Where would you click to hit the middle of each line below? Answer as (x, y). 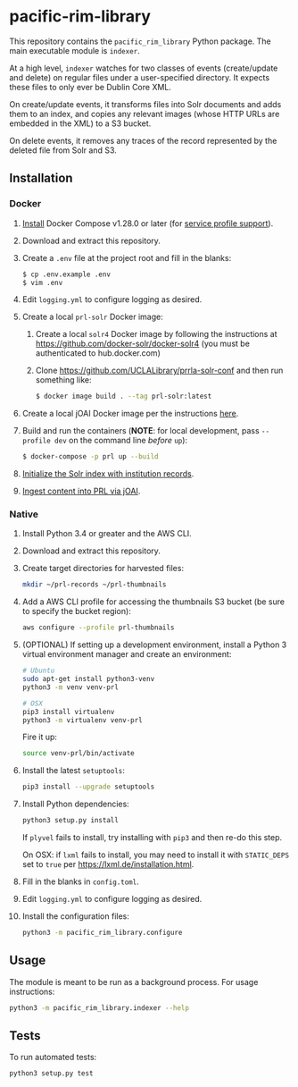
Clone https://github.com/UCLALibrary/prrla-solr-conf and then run (159, 371)
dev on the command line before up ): (121, 441)
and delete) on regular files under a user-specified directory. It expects (140, 77)
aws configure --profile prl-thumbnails (98, 628)
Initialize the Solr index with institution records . (108, 474)
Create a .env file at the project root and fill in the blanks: (127, 257)
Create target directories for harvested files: (103, 569)
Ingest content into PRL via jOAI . (81, 491)
